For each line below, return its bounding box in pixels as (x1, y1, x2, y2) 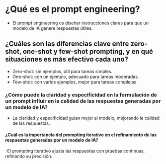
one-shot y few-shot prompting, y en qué (22, 47, 153, 56)
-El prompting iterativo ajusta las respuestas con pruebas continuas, (5, 148, 145, 154)
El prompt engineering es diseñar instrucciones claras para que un (12, 20, 149, 26)
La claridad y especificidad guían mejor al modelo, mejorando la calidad (12, 115, 160, 121)
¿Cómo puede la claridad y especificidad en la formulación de (5, 91, 158, 98)
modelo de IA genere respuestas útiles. (12, 25, 93, 31)
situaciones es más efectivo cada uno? (5, 55, 128, 64)
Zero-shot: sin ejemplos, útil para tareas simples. (12, 68, 113, 74)
